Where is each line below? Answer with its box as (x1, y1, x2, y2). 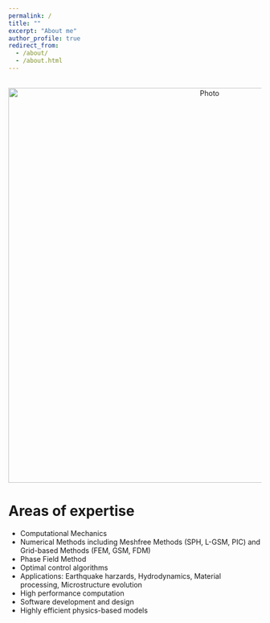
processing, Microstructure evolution (19, 580, 143, 589)
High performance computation (19, 588, 125, 598)
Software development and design (19, 596, 134, 606)
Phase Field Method (19, 554, 87, 563)
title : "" (8, 19, 42, 27)
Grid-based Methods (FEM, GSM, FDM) (19, 545, 151, 555)
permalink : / (8, 11, 52, 20)
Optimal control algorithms (19, 563, 108, 572)
